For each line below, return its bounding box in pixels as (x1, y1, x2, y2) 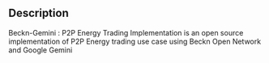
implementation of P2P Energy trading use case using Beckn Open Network (8, 36, 262, 46)
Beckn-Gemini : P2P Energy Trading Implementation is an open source (8, 27, 244, 37)
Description (8, 6, 69, 20)
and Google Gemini (8, 44, 73, 55)
